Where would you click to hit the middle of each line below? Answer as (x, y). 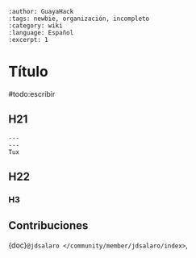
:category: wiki (35, 26)
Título (28, 72)
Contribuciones (48, 226)
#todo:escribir (32, 94)
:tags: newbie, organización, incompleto (79, 19)
